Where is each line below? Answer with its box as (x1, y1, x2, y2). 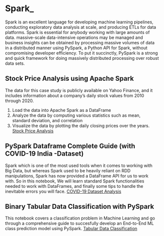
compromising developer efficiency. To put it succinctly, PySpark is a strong (5, 50, 158, 56)
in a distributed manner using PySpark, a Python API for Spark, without (5, 45, 148, 51)
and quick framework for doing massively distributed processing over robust (5, 55, 159, 61)
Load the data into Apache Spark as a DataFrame (12, 107, 111, 113)
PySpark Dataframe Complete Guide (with (5, 142, 135, 150)
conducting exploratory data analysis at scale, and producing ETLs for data (5, 24, 156, 30)
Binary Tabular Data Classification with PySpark (5, 202, 154, 211)
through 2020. (5, 98, 34, 104)
